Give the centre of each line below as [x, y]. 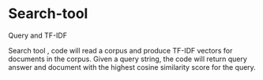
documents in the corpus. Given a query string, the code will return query [128, 59]
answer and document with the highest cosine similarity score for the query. [132, 67]
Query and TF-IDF [38, 35]
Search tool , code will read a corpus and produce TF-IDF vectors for [120, 50]
